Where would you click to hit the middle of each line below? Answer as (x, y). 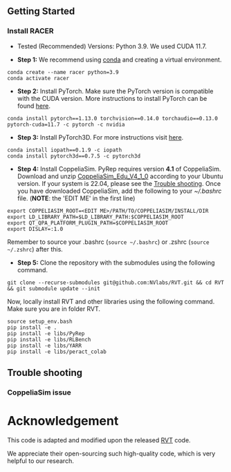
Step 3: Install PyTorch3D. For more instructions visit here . (100, 137)
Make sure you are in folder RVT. (54, 309)
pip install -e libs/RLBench (49, 339)
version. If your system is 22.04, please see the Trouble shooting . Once (119, 183)
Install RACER (30, 31)
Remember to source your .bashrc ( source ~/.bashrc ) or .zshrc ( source (108, 242)
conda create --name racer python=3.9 (63, 72)
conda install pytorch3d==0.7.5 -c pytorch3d (74, 156)
